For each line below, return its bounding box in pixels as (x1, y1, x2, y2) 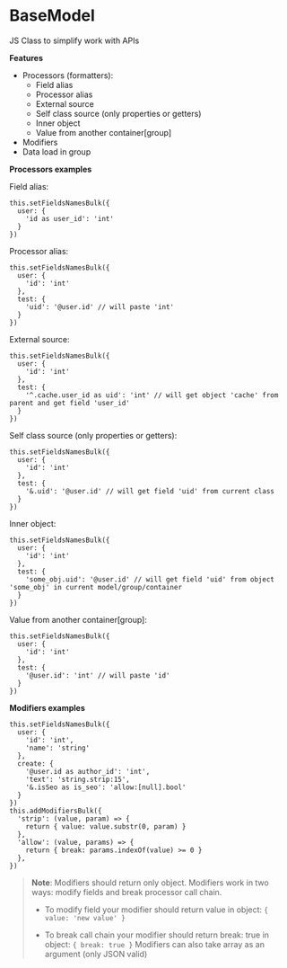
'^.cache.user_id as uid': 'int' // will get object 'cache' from (25, 390, 279, 400)
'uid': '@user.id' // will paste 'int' (25, 302, 175, 311)
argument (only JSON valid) (44, 948, 148, 959)
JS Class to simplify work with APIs (9, 35, 140, 46)
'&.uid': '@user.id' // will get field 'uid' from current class (25, 486, 275, 495)
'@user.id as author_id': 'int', (25, 767, 151, 776)
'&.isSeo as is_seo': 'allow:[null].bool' (25, 783, 187, 792)
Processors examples (9, 164, 92, 174)
